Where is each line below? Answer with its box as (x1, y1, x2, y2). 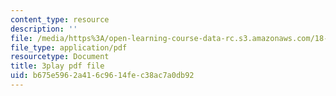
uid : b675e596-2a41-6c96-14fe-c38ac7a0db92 (10, 71, 195, 81)
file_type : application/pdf (10, 42, 128, 53)
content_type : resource (10, 14, 110, 25)
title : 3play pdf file (10, 61, 105, 71)
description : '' (10, 24, 78, 34)
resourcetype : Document (10, 52, 110, 62)
